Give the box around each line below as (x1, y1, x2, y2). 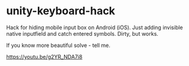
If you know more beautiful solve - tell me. (6, 42, 111, 49)
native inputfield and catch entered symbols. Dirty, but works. (6, 30, 159, 37)
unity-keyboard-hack (6, 4, 116, 18)
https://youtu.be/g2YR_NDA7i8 (6, 53, 83, 60)
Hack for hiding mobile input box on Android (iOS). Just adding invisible (6, 24, 183, 31)
